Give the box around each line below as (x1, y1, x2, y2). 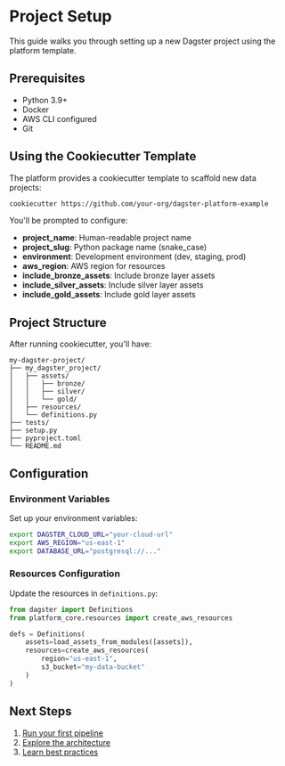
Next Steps (9, 704, 72, 719)
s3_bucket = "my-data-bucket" (41, 663, 145, 672)
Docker (21, 104, 50, 115)
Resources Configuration (9, 567, 120, 580)
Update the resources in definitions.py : (9, 588, 159, 599)
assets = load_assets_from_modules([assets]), (25, 638, 193, 647)
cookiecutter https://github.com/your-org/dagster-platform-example (9, 199, 269, 208)
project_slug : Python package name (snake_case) (21, 242, 208, 253)
